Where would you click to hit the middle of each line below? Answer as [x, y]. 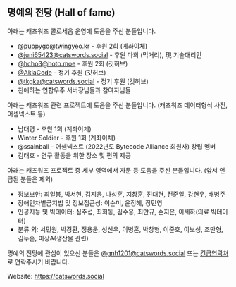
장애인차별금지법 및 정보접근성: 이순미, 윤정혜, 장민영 [90, 202]
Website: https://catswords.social [56, 276]
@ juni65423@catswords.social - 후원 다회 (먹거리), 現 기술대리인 [110, 54]
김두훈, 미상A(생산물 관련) [53, 238]
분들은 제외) [37, 179]
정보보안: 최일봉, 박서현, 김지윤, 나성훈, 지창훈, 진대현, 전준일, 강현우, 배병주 [121, 194]
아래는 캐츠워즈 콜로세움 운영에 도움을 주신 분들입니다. [82, 31]
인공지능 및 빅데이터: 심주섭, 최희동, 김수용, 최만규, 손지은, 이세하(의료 [113, 212]
